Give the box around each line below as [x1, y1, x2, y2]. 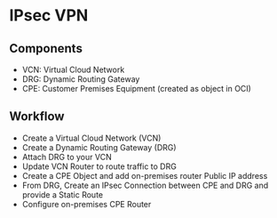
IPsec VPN [9, 5, 89, 26]
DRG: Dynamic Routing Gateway [21, 74, 140, 85]
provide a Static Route [21, 189, 104, 200]
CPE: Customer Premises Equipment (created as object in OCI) [21, 84, 251, 93]
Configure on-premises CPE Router [21, 198, 152, 209]
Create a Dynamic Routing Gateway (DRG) [21, 141, 177, 152]
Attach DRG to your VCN [21, 151, 113, 162]
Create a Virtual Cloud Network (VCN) [21, 133, 162, 143]
